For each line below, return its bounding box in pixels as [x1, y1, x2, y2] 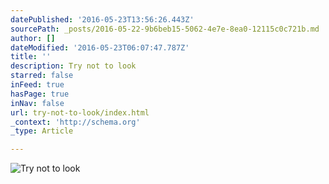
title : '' [10, 52, 52, 62]
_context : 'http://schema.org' [10, 117, 141, 127]
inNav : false [10, 98, 65, 108]
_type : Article [10, 126, 74, 136]
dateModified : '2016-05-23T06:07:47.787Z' [10, 42, 190, 53]
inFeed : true [10, 80, 65, 90]
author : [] [10, 33, 56, 43]
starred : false [10, 71, 74, 81]
